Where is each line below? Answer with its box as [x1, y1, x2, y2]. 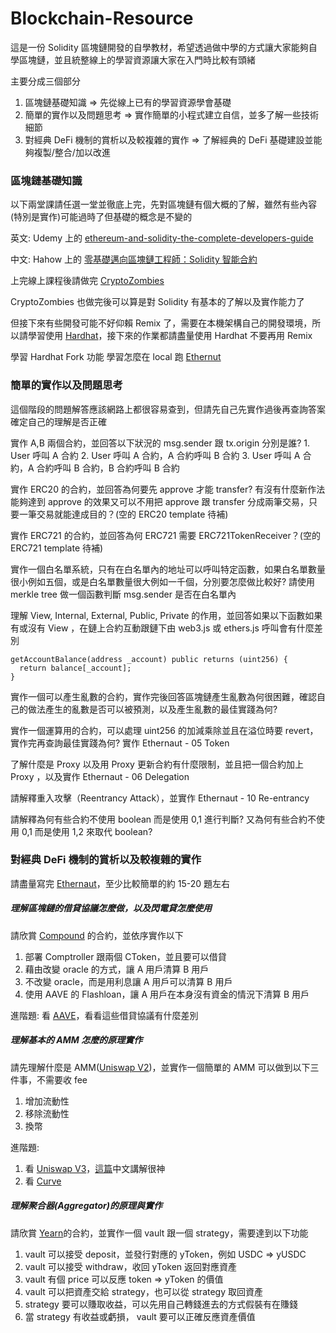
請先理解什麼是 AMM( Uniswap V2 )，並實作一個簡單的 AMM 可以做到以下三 [10, 1061, 320, 1073]
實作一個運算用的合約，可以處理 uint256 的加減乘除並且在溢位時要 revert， [10, 724, 319, 736]
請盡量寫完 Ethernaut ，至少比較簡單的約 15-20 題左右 [10, 877, 231, 889]
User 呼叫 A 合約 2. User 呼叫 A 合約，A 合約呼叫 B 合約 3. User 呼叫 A [10, 449, 301, 461]
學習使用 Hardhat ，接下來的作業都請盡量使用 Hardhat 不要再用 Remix [27, 330, 313, 342]
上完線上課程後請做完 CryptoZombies [10, 275, 165, 287]
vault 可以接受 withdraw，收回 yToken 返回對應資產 [24, 1260, 238, 1272]
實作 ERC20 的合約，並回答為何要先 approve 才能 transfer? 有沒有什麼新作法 [10, 483, 326, 495]
